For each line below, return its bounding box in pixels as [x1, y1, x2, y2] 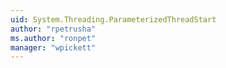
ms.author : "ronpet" [10, 33, 97, 43]
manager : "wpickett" [10, 42, 97, 53]
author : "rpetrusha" [10, 24, 97, 34]
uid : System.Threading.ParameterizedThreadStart [10, 14, 217, 25]
